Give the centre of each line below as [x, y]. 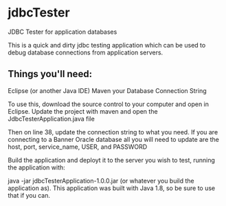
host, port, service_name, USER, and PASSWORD [78, 147]
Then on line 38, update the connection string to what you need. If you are [113, 132]
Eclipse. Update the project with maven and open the [83, 111]
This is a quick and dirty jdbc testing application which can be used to [107, 45]
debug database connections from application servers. [86, 52]
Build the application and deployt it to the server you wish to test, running [112, 160]
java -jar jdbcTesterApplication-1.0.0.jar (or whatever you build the [101, 181]
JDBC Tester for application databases [63, 32]
